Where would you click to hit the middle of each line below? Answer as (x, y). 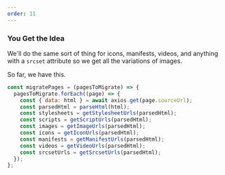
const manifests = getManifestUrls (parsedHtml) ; (92, 139)
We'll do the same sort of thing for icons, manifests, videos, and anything (113, 53)
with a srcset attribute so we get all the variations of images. (95, 61)
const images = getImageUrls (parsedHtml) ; (83, 127)
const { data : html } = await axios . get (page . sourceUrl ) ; (106, 100)
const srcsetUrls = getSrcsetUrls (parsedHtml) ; (90, 152)
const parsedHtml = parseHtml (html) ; (75, 107)
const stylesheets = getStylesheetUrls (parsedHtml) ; (98, 113)
